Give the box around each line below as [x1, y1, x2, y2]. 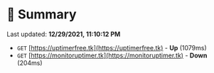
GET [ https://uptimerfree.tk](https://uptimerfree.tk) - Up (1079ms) [16, 43, 207, 52]
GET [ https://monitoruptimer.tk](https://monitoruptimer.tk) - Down [16, 51, 208, 60]
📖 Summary [6, 6, 77, 23]
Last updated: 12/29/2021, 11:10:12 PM [6, 30, 121, 38]
